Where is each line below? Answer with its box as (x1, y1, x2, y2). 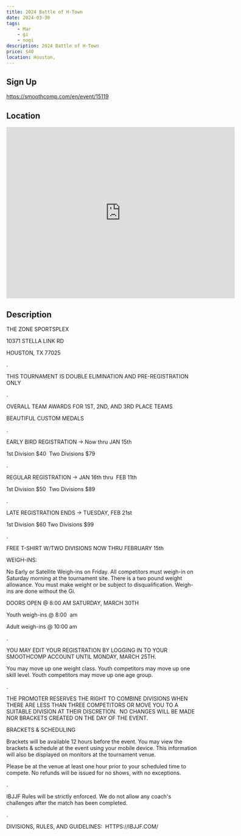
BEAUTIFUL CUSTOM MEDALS (6, 415, 84, 422)
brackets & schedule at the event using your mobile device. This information (6, 745, 197, 752)
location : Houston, (6, 54, 56, 60)
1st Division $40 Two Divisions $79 (6, 450, 96, 458)
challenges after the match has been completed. (6, 799, 128, 807)
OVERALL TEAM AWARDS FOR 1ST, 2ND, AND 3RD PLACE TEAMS (6, 403, 173, 410)
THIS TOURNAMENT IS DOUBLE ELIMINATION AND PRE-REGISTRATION (6, 373, 189, 380)
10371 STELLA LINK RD (6, 338, 65, 345)
